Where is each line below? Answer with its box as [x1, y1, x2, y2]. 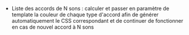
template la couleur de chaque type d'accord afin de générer [11, 11, 159, 18]
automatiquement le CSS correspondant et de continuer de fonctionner [11, 17, 184, 24]
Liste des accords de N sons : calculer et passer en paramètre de [11, 5, 170, 12]
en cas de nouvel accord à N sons [11, 23, 94, 30]
